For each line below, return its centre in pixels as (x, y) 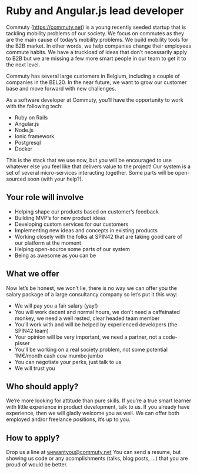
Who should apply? (42, 386)
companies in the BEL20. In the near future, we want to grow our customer (96, 82)
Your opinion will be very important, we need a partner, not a (88, 337)
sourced (16, 179)
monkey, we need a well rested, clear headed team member (87, 318)
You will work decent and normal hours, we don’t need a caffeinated (97, 312)
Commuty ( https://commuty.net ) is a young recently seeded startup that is (96, 27)
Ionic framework (34, 136)
